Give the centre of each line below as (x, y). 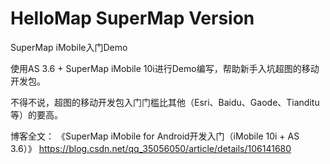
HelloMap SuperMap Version (132, 18)
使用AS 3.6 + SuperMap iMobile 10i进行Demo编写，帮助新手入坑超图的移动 (165, 68)
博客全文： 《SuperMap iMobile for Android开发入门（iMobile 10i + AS (155, 136)
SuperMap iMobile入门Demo (69, 47)
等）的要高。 (36, 114)
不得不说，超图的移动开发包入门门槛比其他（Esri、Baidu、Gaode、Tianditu (165, 102)
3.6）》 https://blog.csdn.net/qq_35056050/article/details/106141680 (151, 148)
